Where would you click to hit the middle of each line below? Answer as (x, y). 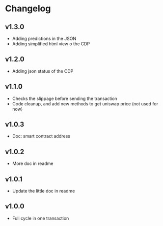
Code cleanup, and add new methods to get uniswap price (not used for (85, 103)
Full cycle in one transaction (41, 218)
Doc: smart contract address (41, 136)
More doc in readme (33, 163)
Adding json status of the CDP (43, 71)
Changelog (28, 9)
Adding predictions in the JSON (44, 38)
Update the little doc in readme (43, 191)
